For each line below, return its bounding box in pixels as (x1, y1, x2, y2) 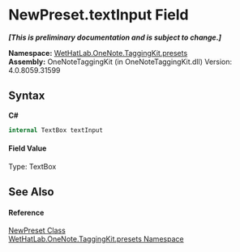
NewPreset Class (8, 225, 66, 236)
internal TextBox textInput (8, 126, 104, 135)
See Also (8, 185, 54, 199)
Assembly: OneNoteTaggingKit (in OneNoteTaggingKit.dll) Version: (8, 57, 233, 66)
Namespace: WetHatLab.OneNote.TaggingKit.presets (8, 48, 188, 58)
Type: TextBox (8, 161, 57, 171)
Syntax (8, 89, 45, 103)
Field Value (8, 143, 47, 153)
